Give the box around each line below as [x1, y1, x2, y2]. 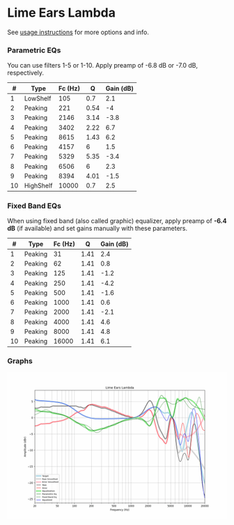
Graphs [7, 356, 33, 366]
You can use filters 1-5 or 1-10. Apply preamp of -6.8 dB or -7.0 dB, [7, 61, 198, 70]
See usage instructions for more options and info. [7, 28, 150, 36]
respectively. [7, 68, 44, 77]
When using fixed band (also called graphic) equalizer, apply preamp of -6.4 [7, 217, 228, 225]
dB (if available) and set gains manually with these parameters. [7, 225, 188, 233]
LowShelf [24, 94, 52, 102]
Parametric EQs [7, 45, 61, 55]
